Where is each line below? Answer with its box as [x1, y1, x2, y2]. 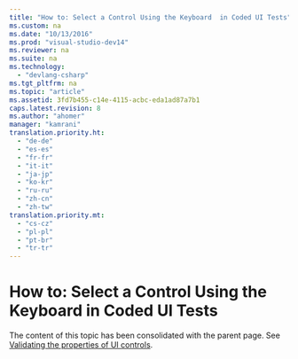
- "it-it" [17, 161, 53, 170]
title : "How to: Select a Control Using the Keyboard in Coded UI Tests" [9, 12, 292, 22]
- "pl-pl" [17, 227, 53, 236]
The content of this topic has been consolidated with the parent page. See [9, 330, 281, 341]
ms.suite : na [9, 54, 58, 63]
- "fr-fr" [17, 152, 53, 162]
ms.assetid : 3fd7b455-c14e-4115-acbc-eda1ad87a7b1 [9, 95, 200, 105]
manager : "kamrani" [9, 121, 82, 129]
